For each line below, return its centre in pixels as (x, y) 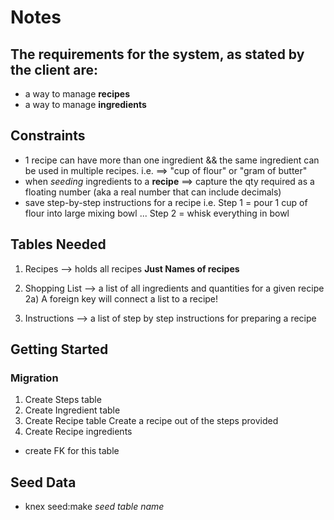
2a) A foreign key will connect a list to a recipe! (121, 298)
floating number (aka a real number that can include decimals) (153, 192)
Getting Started (59, 349)
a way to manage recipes (77, 94)
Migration (34, 378)
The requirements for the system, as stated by (157, 54)
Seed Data (43, 482)
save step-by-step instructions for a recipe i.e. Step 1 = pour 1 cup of (166, 202)
